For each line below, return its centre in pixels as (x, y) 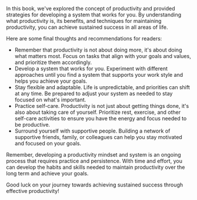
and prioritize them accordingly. (53, 62)
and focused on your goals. (48, 143)
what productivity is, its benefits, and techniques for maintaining (84, 21)
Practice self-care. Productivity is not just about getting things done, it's (102, 106)
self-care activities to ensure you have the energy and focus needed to (101, 118)
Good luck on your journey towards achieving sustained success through (95, 185)
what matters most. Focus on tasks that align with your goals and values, (103, 56)
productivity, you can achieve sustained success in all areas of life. (87, 27)
